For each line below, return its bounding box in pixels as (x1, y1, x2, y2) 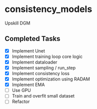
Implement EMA (11, 81, 45, 88)
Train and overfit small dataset (11, 93, 75, 99)
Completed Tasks (4, 34, 60, 43)
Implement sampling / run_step (11, 64, 76, 70)
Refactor (11, 98, 30, 104)
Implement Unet (11, 47, 45, 53)
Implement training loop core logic (11, 53, 83, 59)
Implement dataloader (11, 59, 57, 65)
